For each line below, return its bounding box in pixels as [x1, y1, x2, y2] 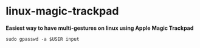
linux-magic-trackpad [5, 4, 119, 18]
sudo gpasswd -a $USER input [5, 36, 80, 42]
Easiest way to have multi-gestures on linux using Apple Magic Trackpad [5, 24, 194, 32]
